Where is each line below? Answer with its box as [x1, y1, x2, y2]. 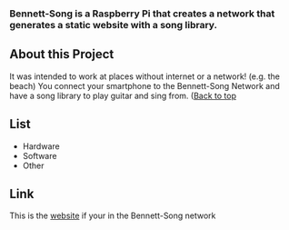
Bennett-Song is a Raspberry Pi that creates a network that [9, 7, 275, 20]
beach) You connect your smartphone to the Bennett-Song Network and [9, 80, 280, 91]
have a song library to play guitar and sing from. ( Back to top [9, 90, 236, 101]
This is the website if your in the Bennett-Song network [9, 210, 216, 221]
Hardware [22, 140, 61, 152]
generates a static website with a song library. [9, 18, 218, 31]
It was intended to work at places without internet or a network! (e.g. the [9, 71, 280, 82]
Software [22, 150, 57, 161]
